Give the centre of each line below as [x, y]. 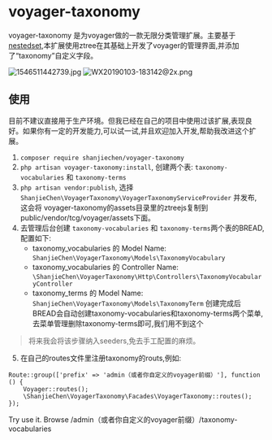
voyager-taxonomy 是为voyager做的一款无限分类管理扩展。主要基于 [122, 35]
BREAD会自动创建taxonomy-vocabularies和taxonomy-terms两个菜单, [148, 313]
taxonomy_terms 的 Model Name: [88, 293]
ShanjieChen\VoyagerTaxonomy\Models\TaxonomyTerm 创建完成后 [136, 303]
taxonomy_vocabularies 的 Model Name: [99, 248]
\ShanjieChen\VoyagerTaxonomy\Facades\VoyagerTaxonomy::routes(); [138, 396]
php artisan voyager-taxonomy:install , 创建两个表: [106, 167]
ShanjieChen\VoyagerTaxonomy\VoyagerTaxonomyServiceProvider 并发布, [138, 197]
